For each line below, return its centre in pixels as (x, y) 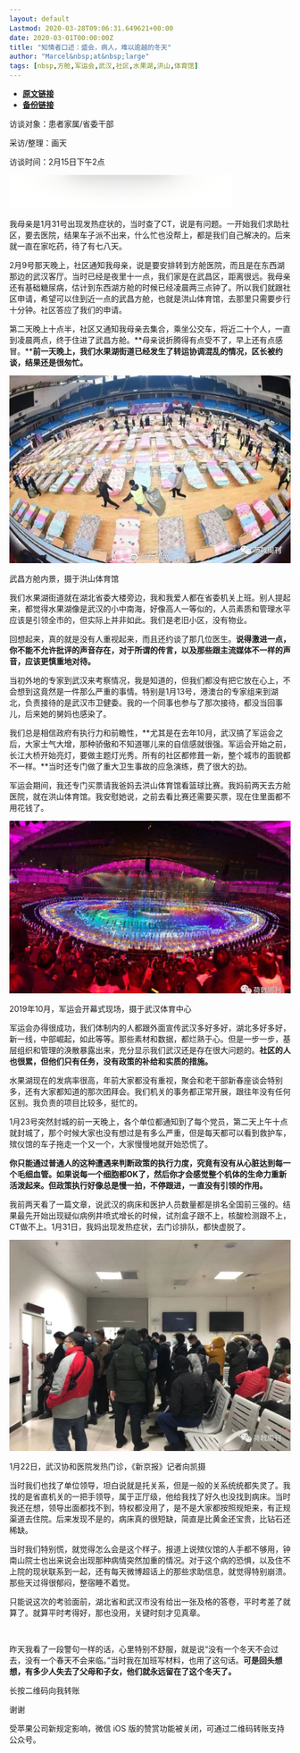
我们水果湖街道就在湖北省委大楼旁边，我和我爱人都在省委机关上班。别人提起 (150, 598)
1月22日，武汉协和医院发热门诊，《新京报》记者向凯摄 (108, 1466)
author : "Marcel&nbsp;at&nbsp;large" (79, 57)
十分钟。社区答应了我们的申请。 (68, 310)
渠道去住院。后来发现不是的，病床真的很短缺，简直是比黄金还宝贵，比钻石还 (150, 1519)
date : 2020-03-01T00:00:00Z (62, 38)
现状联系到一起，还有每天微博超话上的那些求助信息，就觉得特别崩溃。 (162, 1571)
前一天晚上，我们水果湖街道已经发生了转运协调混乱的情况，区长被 (154, 351)
